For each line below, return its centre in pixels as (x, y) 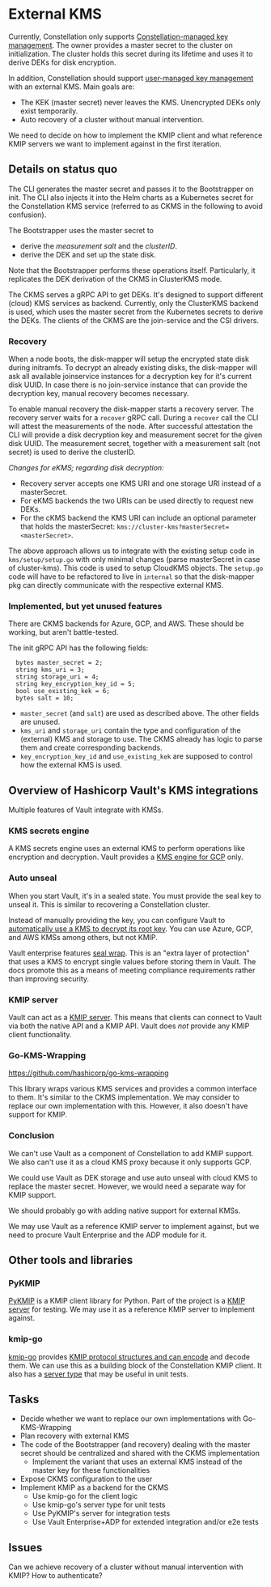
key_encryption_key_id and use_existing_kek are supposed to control (136, 756)
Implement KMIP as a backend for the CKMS (94, 1487)
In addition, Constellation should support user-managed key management (131, 78)
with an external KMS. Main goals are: (72, 87)
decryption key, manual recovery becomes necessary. (99, 394)
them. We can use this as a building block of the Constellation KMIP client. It (135, 1365)
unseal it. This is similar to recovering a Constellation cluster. (109, 904)
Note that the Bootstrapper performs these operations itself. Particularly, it (132, 270)
